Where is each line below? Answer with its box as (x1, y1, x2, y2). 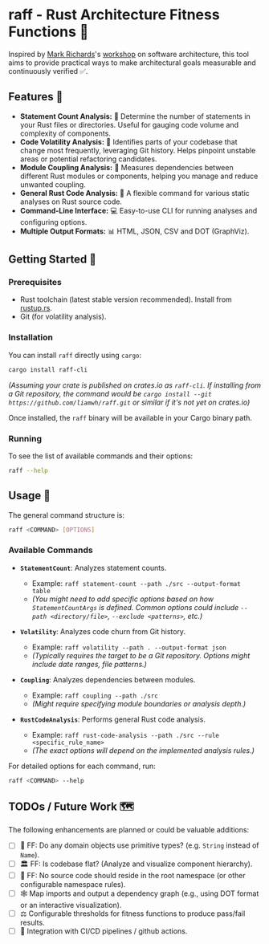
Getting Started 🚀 (8, 253, 97, 267)
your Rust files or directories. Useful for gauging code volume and (19, 120, 239, 129)
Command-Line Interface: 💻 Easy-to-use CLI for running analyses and (19, 205, 258, 215)
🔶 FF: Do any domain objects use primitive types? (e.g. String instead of (19, 840, 259, 850)
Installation (8, 332, 54, 343)
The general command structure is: (8, 510, 124, 519)
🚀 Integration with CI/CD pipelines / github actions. (19, 926, 188, 936)
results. (19, 918, 46, 927)
